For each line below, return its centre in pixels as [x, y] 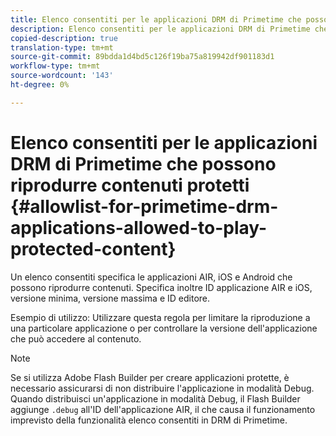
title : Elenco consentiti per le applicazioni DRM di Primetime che [156, 19]
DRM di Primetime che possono [143, 163]
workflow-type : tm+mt [55, 66]
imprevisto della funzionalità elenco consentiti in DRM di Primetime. [149, 420]
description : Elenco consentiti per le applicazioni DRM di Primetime [160, 29]
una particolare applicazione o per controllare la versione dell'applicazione [164, 328]
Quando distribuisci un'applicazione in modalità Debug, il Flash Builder [155, 398]
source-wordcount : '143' [62, 76]
